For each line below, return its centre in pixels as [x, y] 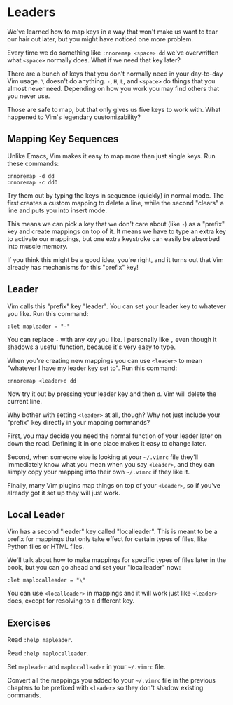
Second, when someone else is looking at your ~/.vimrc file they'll [103, 457]
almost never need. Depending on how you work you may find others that [113, 88]
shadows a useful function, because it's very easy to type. [92, 347]
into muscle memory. [37, 246]
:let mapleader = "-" [39, 327]
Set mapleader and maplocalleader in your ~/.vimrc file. [86, 667]
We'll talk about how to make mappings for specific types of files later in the [116, 560]
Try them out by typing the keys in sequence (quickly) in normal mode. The [115, 195]
